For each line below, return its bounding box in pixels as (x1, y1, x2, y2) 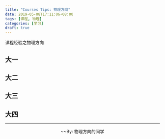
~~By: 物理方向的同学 (60, 129, 105, 135)
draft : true (5, 26, 29, 30)
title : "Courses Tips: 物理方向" (5, 7, 71, 12)
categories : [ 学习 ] (5, 21, 44, 26)
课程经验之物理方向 (5, 40, 44, 46)
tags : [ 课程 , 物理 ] (5, 16, 42, 21)
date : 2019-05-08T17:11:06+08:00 (5, 12, 74, 17)
